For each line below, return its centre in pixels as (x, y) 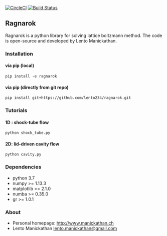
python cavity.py (23, 154)
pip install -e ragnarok (31, 76)
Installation (19, 53)
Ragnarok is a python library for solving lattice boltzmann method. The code (84, 35)
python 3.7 (24, 178)
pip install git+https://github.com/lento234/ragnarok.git (68, 98)
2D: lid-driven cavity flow (32, 144)
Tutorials (16, 110)
